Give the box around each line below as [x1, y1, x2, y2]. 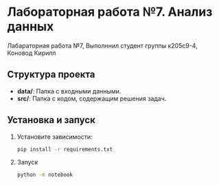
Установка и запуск [7, 114, 96, 126]
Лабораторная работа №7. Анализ [7, 4, 213, 20]
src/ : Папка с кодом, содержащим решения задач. [16, 94, 167, 102]
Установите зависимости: [16, 132, 93, 141]
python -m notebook [16, 171, 73, 179]
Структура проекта [7, 69, 95, 80]
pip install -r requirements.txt [16, 146, 113, 153]
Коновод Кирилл [7, 49, 56, 57]
